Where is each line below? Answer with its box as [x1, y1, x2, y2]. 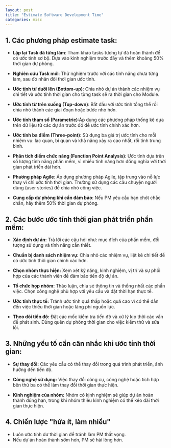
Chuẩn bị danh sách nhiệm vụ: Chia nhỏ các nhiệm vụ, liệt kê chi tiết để [12, 252, 165, 258]
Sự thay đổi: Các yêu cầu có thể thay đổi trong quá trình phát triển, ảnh [12, 361, 163, 367]
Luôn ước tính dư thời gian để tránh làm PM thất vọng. [12, 431, 126, 437]
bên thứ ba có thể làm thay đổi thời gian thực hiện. [12, 382, 119, 388]
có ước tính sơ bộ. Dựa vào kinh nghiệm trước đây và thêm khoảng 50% [12, 55, 164, 62]
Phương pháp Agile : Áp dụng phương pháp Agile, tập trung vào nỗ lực [12, 174, 161, 180]
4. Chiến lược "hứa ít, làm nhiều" [5, 418, 111, 426]
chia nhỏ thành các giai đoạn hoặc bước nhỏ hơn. [12, 107, 117, 113]
